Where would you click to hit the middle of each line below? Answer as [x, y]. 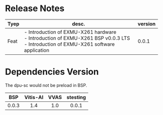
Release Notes [35, 8]
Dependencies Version [52, 72]
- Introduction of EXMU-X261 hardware [70, 32]
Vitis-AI [34, 97]
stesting [76, 97]
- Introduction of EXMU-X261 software [69, 44]
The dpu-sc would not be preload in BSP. [46, 85]
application [37, 50]
